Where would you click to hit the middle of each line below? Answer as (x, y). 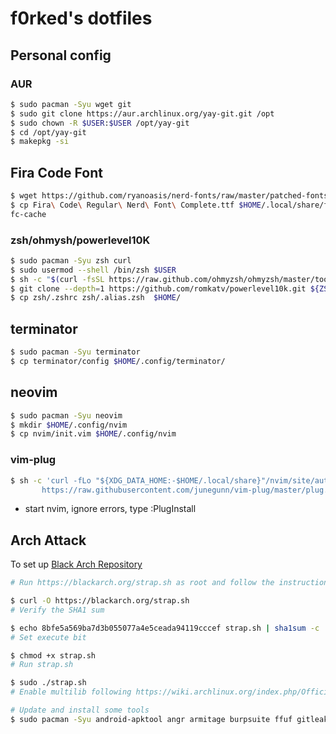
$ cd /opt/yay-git (48, 132)
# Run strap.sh (42, 665)
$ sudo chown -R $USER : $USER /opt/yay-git (100, 123)
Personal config (61, 55)
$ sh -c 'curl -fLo (51, 480)
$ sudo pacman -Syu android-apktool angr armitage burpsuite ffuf (151, 719)
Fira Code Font (56, 172)
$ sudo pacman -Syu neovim (66, 415)
